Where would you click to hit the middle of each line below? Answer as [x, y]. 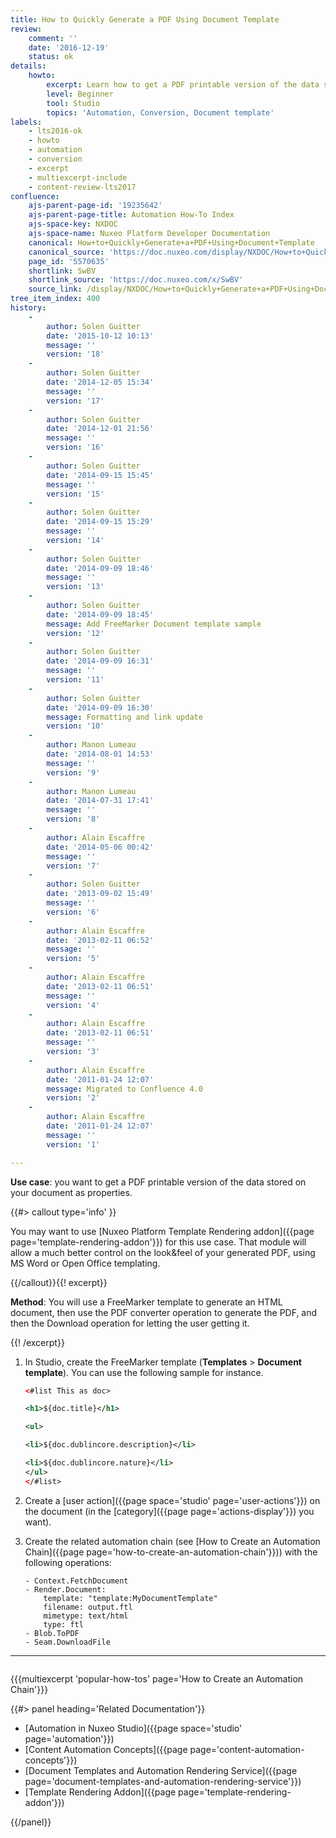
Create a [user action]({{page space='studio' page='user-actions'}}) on [172, 1500]
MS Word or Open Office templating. [85, 1263]
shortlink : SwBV [62, 271]
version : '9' [73, 772]
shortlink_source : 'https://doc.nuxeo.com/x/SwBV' [136, 280]
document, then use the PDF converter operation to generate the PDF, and [164, 1312]
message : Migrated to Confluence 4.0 [124, 1089]
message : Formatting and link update [124, 717]
